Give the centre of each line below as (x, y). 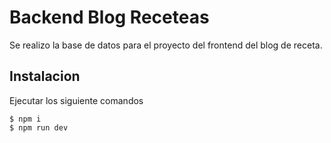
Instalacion (45, 76)
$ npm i (25, 119)
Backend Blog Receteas (109, 17)
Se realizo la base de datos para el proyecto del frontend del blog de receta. (166, 45)
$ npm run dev (39, 127)
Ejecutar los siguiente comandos (76, 100)
